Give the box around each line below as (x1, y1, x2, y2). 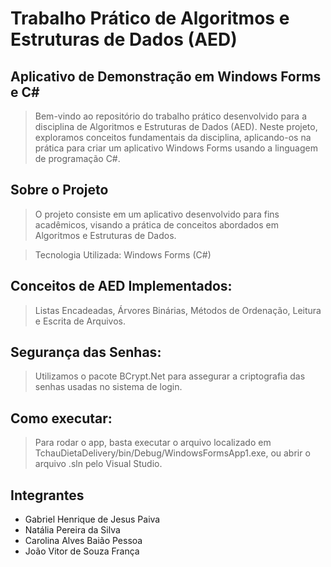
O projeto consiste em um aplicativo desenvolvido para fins (34, 208, 280, 220)
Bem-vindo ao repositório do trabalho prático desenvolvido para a (34, 110, 308, 122)
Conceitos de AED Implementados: (10, 278, 233, 295)
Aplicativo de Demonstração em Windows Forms (10, 68, 322, 85)
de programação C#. (34, 153, 121, 164)
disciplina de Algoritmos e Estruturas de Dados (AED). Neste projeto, (34, 121, 318, 132)
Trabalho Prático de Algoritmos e (10, 7, 290, 30)
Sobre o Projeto (10, 182, 109, 199)
